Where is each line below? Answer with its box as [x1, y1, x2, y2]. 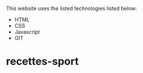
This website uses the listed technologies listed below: [6, 5, 137, 12]
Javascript [14, 28, 40, 35]
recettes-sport [6, 55, 79, 68]
